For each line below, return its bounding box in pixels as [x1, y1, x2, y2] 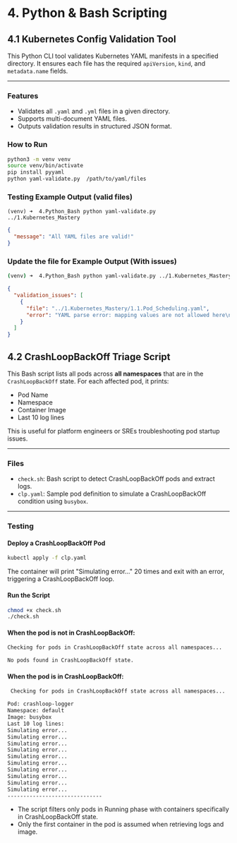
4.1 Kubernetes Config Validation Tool [7, 33, 176, 45]
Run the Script [7, 591, 51, 599]
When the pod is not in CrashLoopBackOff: [7, 628, 135, 637]
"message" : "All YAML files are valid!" [13, 233, 134, 241]
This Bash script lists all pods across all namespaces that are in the [7, 369, 204, 378]
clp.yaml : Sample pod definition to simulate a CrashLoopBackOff [17, 489, 207, 498]
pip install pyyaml [7, 169, 65, 176]
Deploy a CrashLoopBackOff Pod [7, 539, 106, 547]
